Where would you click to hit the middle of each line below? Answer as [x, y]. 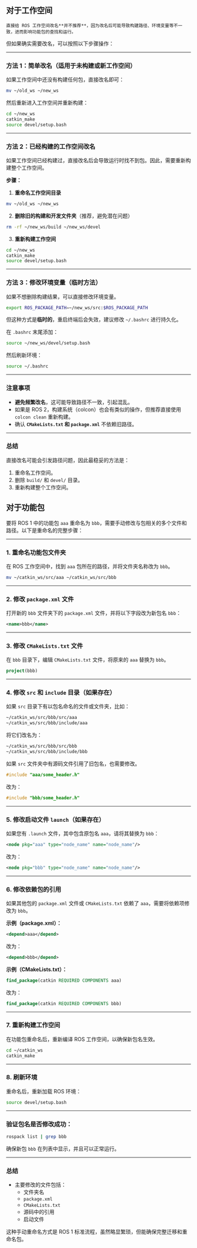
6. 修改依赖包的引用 [34, 889]
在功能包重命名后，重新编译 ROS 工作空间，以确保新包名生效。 [82, 1039]
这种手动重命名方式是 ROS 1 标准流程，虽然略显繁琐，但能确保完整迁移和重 [97, 1232]
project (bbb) [22, 671]
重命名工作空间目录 [38, 192]
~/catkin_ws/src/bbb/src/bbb [42, 746]
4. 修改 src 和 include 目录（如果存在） [61, 692]
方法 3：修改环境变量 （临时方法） [54, 283]
